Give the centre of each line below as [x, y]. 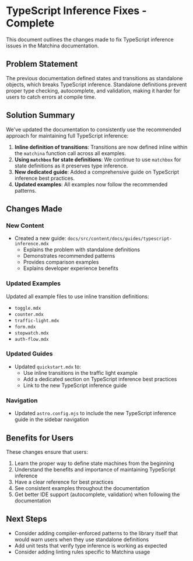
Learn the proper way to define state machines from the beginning [94, 463]
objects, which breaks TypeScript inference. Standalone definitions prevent [96, 84]
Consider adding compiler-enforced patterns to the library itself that [96, 533]
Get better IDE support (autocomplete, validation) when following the [97, 494]
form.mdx [25, 327]
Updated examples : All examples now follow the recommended [91, 184]
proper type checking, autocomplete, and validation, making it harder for [93, 90]
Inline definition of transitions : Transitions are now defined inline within [101, 147]
